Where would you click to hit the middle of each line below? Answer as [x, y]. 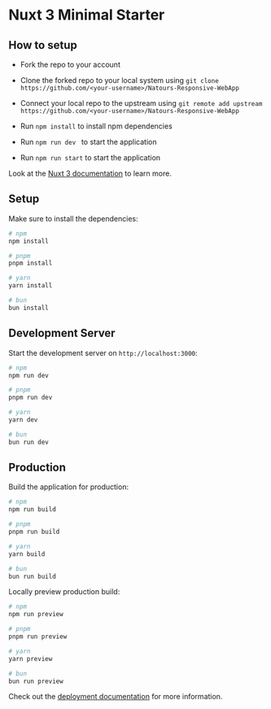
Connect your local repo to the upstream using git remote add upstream [141, 103]
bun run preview [36, 681]
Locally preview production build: [64, 592]
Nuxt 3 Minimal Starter [87, 15]
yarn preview [31, 659]
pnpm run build [34, 532]
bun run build [33, 576]
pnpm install [31, 263]
